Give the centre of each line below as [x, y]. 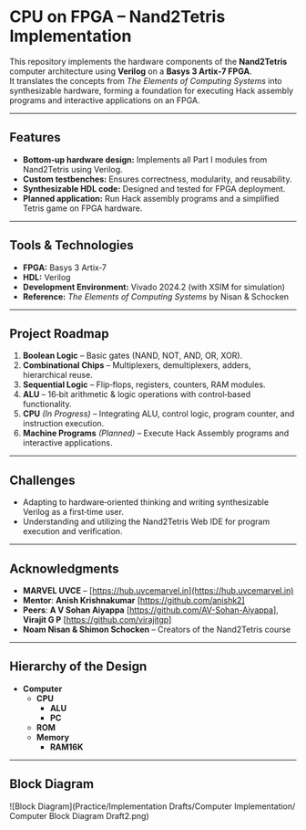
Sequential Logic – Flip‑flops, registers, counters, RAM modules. [144, 384]
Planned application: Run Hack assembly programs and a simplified [151, 198]
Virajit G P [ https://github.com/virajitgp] [97, 620]
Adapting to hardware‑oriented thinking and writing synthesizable [146, 502]
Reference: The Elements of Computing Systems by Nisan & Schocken [156, 296]
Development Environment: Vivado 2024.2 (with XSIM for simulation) [153, 287]
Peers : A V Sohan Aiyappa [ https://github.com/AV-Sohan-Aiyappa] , [151, 610]
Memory [53, 737]
